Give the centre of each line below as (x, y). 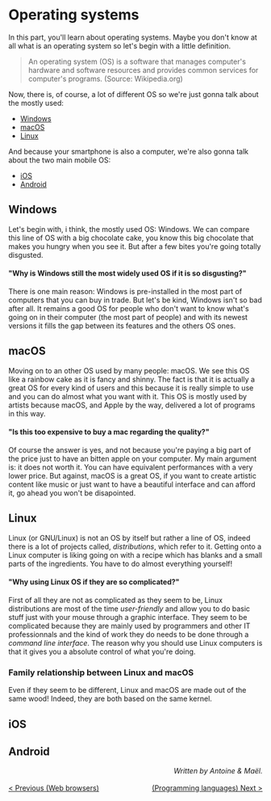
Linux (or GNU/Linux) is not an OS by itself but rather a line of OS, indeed (129, 538)
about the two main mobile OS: (60, 160)
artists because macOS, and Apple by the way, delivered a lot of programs (132, 405)
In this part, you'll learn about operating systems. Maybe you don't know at (133, 37)
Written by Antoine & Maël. (218, 771)
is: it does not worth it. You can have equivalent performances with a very (131, 467)
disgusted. (26, 255)
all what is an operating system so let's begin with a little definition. (120, 45)
